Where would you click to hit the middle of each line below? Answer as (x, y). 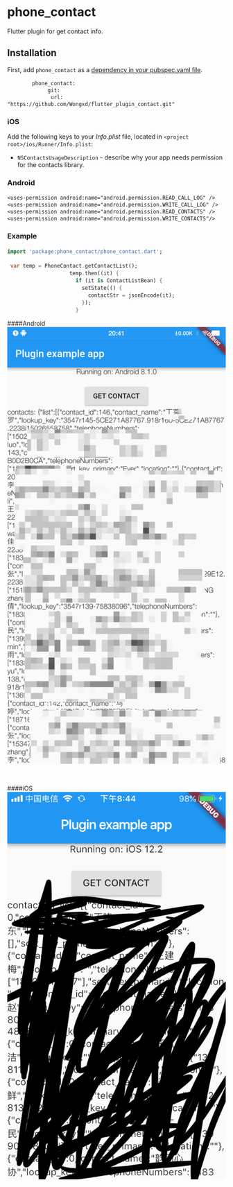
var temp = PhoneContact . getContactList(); (74, 266)
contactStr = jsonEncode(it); (131, 295)
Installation (32, 53)
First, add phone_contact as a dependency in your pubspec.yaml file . (105, 69)
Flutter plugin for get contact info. (55, 31)
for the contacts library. (51, 165)
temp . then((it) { (94, 274)
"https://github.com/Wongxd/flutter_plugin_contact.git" (91, 104)
